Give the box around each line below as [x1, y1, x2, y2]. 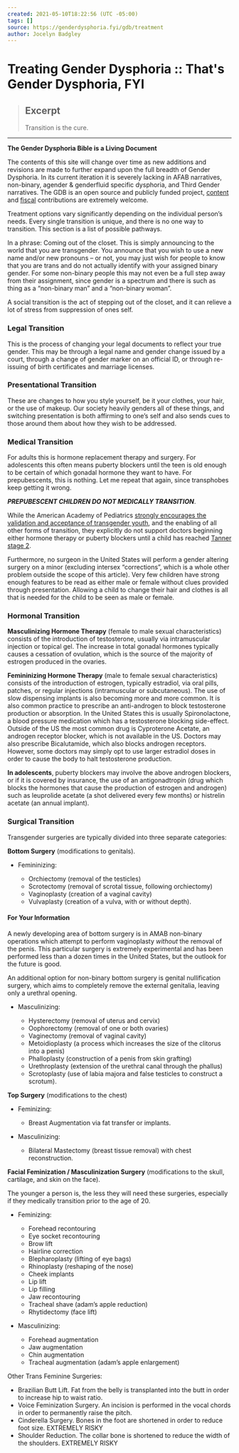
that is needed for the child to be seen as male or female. [7, 593, 175, 602]
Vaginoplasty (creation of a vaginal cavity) [28, 889, 152, 898]
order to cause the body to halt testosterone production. [7, 754, 172, 764]
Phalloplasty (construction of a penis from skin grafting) [28, 1054, 192, 1063]
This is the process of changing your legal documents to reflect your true [7, 340, 222, 348]
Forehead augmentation [28, 1335, 99, 1344]
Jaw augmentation [28, 1342, 83, 1351]
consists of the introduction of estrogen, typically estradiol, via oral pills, [7, 679, 219, 687]
